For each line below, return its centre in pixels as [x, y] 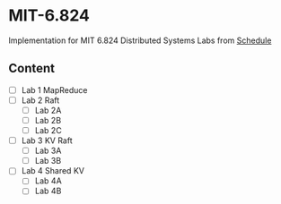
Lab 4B [48, 191]
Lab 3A [48, 151]
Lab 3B [48, 161]
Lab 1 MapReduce [54, 89]
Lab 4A [48, 181]
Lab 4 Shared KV [53, 171]
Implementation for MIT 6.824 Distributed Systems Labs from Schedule [140, 40]
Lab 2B [48, 120]
